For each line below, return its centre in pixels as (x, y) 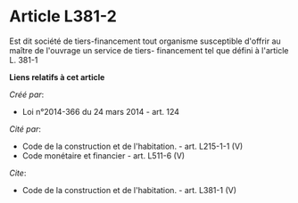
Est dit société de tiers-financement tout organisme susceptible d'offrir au (145, 41)
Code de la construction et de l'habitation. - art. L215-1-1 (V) (132, 146)
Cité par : (25, 129)
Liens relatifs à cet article (57, 77)
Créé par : (27, 94)
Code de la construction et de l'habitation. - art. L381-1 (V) (129, 190)
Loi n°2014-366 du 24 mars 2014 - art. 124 (101, 111)
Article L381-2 (63, 16)
